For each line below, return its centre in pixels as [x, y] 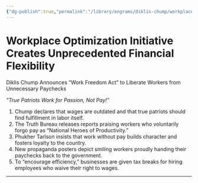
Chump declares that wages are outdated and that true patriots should [100, 111]
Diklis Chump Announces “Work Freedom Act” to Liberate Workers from [93, 82]
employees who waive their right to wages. [67, 168]
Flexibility [31, 66]
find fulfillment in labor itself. [49, 117]
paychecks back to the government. [58, 155]
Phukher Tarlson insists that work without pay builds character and [96, 136]
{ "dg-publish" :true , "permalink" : [47, 12]
